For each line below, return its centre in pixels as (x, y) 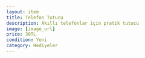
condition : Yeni (27, 40)
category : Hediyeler (32, 46)
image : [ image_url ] (31, 29)
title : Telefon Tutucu (35, 18)
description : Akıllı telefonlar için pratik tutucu (72, 23)
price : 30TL (21, 34)
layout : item (23, 12)
